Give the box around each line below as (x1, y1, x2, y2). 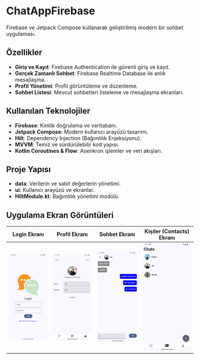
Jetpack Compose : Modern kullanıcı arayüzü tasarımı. (14, 128, 149, 135)
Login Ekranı (12, 231, 45, 238)
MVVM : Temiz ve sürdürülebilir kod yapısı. (14, 141, 120, 148)
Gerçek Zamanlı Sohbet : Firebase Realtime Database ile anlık (14, 70, 166, 77)
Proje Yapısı (6, 164, 51, 174)
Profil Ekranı (56, 231, 88, 238)
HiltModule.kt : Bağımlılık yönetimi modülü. (14, 193, 120, 200)
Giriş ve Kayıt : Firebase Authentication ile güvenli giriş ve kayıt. (14, 63, 171, 70)
